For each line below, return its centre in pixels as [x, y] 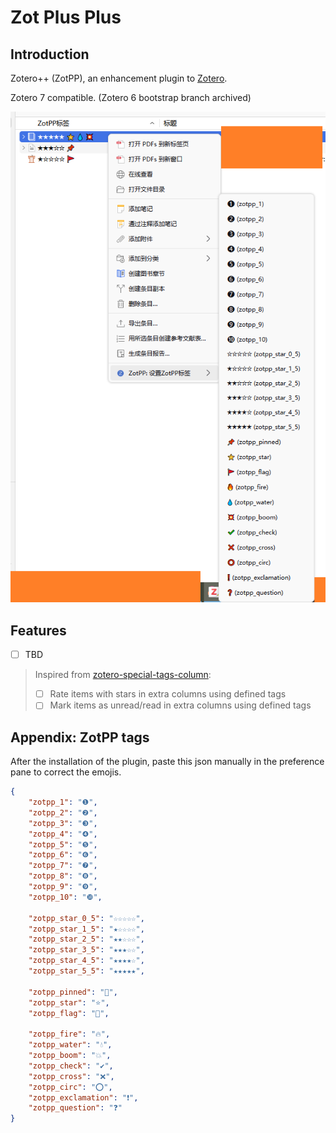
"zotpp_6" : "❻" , [63, 855]
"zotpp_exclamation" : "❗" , [83, 1097]
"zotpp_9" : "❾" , [63, 887]
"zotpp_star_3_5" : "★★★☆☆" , [86, 950]
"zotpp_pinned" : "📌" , [73, 992]
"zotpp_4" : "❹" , [63, 834]
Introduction [50, 54]
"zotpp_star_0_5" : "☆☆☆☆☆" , [86, 918]
